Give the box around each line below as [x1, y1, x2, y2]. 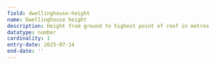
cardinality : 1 [7, 35, 51, 42]
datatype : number [7, 28, 57, 36]
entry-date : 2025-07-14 [7, 41, 75, 48]
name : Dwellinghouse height [7, 16, 87, 23]
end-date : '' [7, 48, 44, 55]
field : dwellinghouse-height [7, 9, 90, 17]
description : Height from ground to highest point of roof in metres [7, 22, 210, 29]
